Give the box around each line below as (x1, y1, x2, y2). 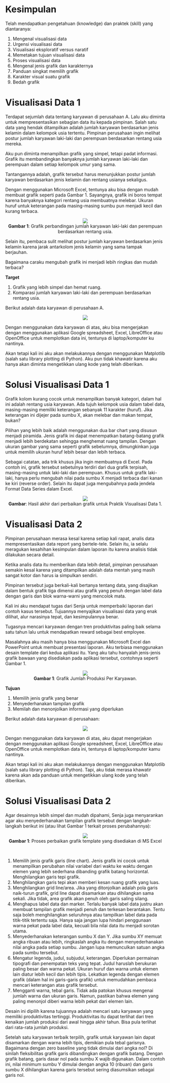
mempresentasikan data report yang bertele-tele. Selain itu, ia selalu (5, 540, 148, 547)
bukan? (5, 417, 21, 423)
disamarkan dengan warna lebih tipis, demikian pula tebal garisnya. (5, 1039, 146, 1045)
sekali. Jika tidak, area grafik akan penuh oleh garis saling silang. (12, 895, 149, 901)
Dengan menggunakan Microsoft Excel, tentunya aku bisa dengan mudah (5, 186, 159, 192)
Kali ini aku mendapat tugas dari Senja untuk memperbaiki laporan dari (5, 603, 153, 609)
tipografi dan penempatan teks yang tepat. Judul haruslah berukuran (12, 960, 157, 966)
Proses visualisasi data (12, 57, 61, 63)
